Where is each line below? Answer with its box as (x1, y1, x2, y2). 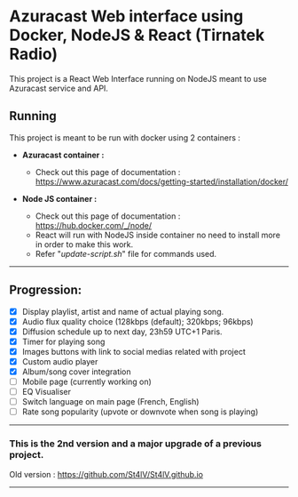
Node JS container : (21, 193, 98, 204)
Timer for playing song (21, 336, 106, 347)
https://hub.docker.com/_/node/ (35, 220, 153, 230)
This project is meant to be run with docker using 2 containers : (9, 132, 241, 143)
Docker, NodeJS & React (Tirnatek (9, 25, 265, 45)
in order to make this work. (35, 238, 134, 250)
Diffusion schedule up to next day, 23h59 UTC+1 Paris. (21, 326, 223, 337)
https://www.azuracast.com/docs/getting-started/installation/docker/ (35, 176, 289, 187)
